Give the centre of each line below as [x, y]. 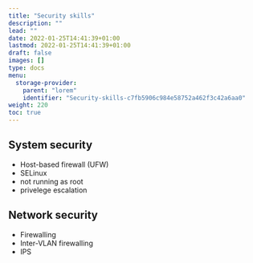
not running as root [51, 181]
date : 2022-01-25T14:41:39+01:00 [64, 38]
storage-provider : [47, 83]
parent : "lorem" [50, 90]
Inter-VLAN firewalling [57, 243]
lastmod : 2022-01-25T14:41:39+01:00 [69, 46]
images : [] [27, 61]
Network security [53, 215]
